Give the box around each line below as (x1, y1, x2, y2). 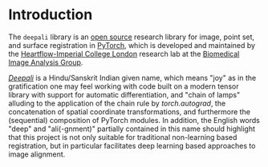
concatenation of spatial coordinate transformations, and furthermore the (8, 106, 251, 117)
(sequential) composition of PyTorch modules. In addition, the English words (8, 115, 261, 125)
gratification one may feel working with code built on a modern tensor (8, 82, 239, 91)
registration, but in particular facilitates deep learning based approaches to (8, 141, 256, 150)
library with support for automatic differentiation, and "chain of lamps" (8, 89, 241, 99)
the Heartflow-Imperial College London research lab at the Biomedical (8, 49, 240, 58)
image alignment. (8, 149, 66, 159)
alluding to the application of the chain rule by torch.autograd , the (8, 98, 226, 108)
